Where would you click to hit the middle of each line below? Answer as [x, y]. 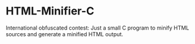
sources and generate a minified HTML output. [64, 34]
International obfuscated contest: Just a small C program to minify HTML [97, 28]
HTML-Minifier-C [50, 11]
